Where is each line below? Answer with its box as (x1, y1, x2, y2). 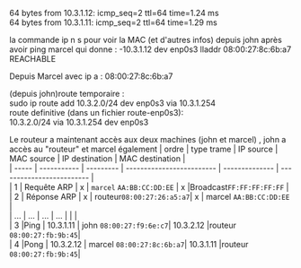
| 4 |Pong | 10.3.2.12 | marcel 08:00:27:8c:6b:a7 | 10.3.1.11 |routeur (9, 239, 249, 249)
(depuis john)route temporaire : (9, 89, 125, 99)
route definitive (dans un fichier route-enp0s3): (9, 108, 184, 117)
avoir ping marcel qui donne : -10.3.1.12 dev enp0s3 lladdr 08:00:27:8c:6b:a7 (9, 44, 292, 55)
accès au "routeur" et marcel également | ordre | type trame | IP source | (9, 143, 279, 154)
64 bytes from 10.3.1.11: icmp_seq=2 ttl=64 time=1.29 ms (9, 17, 217, 28)
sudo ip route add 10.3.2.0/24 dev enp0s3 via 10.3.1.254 (9, 98, 216, 108)
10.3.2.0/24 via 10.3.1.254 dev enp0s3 (9, 117, 149, 127)
